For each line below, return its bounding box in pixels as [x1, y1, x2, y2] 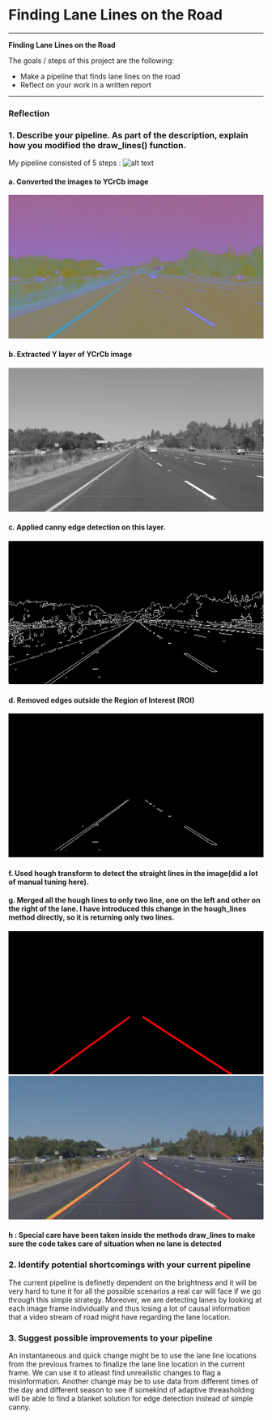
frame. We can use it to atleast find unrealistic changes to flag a [8, 1367, 221, 1377]
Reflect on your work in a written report [19, 79, 152, 90]
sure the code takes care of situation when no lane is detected [8, 1239, 222, 1248]
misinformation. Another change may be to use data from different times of [8, 1376, 259, 1386]
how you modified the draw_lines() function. [8, 139, 187, 151]
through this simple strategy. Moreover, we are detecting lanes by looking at [8, 1295, 262, 1304]
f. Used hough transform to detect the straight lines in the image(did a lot [8, 868, 258, 878]
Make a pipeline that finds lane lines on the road [19, 71, 181, 81]
